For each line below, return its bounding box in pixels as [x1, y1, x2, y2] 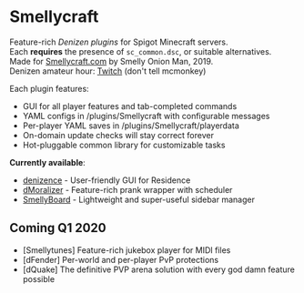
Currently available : [9, 157, 86, 167]
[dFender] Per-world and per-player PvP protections [22, 254, 219, 265]
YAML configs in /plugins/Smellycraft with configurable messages [22, 110, 270, 121]
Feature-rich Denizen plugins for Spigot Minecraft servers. [9, 36, 229, 47]
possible [22, 273, 56, 284]
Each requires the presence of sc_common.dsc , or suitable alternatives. [9, 45, 272, 56]
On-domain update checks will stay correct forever [22, 129, 214, 140]
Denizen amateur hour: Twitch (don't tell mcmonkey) [9, 66, 207, 76]
